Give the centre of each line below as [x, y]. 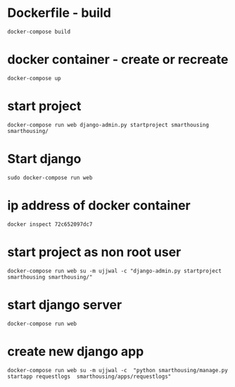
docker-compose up [34, 78]
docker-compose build [39, 32]
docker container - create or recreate [118, 59]
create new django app [76, 351]
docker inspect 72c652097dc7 [50, 224]
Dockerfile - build [59, 13]
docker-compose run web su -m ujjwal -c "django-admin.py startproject [114, 271]
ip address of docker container [99, 205]
